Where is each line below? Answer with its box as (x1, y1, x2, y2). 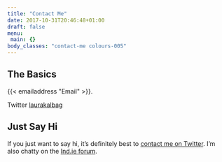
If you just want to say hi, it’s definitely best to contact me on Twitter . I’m (7, 139, 216, 147)
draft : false (7, 23, 46, 30)
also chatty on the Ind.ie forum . (7, 147, 98, 155)
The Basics (7, 68, 57, 80)
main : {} (10, 36, 36, 43)
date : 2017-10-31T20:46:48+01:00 (7, 17, 105, 24)
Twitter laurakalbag (7, 101, 63, 109)
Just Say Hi (7, 121, 58, 133)
